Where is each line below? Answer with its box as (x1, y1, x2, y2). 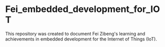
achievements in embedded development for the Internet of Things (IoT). (5, 36, 157, 42)
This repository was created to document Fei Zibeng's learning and (5, 30, 146, 36)
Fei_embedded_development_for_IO (5, 3, 160, 15)
